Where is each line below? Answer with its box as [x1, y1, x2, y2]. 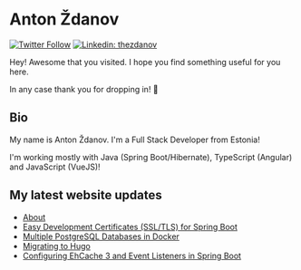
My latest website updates [9, 188, 162, 203]
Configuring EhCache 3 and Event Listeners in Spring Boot [22, 250, 242, 261]
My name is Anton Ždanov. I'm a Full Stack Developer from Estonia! [9, 134, 260, 145]
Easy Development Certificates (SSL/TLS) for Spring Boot [22, 221, 238, 232]
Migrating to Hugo [22, 240, 91, 251]
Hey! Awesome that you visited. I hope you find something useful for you [9, 56, 281, 67]
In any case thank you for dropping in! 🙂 [9, 83, 159, 94]
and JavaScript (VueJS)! [9, 161, 102, 172]
